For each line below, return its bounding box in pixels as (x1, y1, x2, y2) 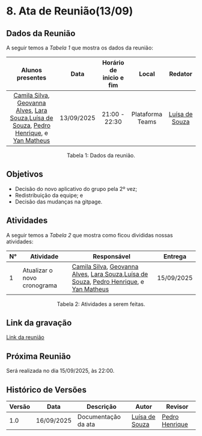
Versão (9, 402, 31, 411)
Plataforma (131, 110, 163, 118)
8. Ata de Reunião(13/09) (6, 4, 133, 18)
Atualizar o (22, 266, 53, 275)
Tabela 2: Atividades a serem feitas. (57, 300, 145, 308)
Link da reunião (6, 334, 44, 341)
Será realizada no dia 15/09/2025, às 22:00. (6, 367, 115, 375)
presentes (16, 73, 47, 82)
